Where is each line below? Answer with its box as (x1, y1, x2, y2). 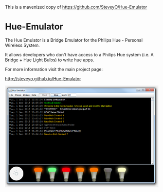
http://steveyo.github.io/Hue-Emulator (5, 75, 81, 82)
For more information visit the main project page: (5, 66, 103, 72)
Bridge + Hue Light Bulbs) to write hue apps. (5, 57, 94, 63)
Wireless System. (5, 42, 40, 48)
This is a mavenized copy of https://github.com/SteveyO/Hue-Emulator (5, 4, 147, 10)
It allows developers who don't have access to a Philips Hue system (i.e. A (5, 52, 154, 57)
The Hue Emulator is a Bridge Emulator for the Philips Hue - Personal (5, 37, 143, 43)
